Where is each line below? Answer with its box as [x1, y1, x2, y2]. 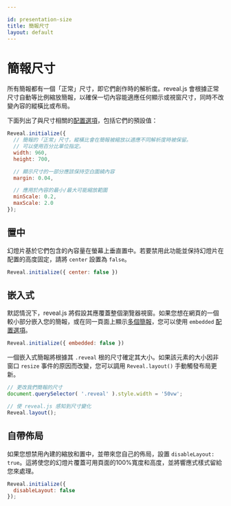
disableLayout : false [13, 487, 76, 494]
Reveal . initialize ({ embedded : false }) [7, 340, 125, 347]
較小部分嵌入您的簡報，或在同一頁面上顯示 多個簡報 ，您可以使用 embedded [7, 318, 214, 326]
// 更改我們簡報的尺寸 [7, 384, 63, 391]
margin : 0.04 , [13, 175, 54, 181]
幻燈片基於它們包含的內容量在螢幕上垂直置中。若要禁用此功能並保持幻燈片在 [7, 246, 224, 254]
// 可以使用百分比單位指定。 [13, 143, 85, 150]
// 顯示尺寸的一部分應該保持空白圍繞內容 [13, 168, 115, 175]
